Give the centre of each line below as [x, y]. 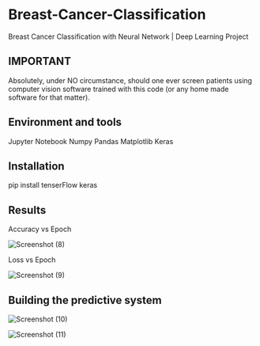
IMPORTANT [40, 61]
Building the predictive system [85, 300]
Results [27, 210]
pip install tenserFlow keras [53, 185]
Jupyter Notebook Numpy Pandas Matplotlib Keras [91, 141]
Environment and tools [65, 122]
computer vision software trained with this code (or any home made [119, 89]
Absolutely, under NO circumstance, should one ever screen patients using [130, 80]
